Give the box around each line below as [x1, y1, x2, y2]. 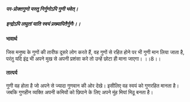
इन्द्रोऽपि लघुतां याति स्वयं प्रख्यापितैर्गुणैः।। [6, 20, 81, 27]
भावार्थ [6, 36, 18, 43]
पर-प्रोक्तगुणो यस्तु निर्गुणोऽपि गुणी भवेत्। [6, 5, 78, 12]
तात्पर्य [6, 69, 18, 76]
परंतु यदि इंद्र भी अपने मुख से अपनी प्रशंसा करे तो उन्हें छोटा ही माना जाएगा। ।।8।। [6, 55, 161, 62]
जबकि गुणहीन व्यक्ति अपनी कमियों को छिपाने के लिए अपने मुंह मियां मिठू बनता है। [6, 89, 154, 96]
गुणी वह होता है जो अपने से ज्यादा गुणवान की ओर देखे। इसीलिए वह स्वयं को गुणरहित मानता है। [6, 82, 179, 89]
